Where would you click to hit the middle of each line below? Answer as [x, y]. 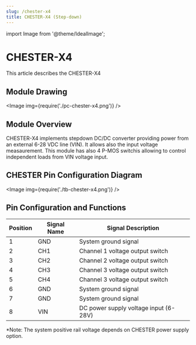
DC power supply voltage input [122, 308]
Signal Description [133, 227]
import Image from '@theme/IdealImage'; [55, 33]
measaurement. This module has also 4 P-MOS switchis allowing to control [96, 151]
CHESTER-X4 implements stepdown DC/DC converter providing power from [97, 139]
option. [15, 336]
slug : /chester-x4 [28, 11]
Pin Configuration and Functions [66, 208]
